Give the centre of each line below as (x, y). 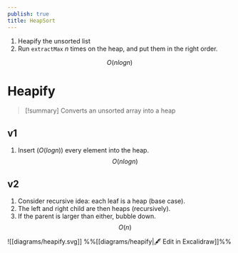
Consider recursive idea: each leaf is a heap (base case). (101, 201)
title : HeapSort (31, 21)
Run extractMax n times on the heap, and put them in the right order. (118, 48)
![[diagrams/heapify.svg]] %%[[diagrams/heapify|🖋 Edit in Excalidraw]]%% (119, 242)
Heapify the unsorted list (54, 41)
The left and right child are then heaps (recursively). (94, 209)
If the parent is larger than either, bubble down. (87, 216)
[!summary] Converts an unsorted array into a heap (100, 110)
